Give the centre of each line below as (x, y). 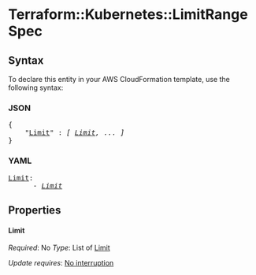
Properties (35, 210)
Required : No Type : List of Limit (59, 248)
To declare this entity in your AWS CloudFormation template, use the (119, 79)
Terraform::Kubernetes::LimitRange (128, 15)
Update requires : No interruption (61, 263)
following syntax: (36, 87)
